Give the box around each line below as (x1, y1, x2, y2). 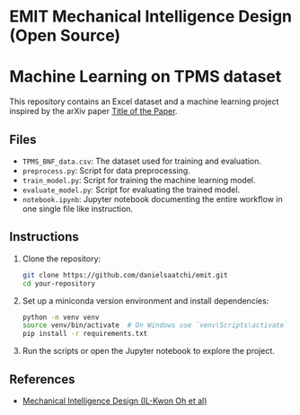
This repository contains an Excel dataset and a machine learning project (9, 96, 279, 107)
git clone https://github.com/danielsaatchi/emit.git (22, 270, 228, 279)
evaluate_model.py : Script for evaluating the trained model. (22, 184, 241, 195)
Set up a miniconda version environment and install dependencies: (22, 295, 269, 306)
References (9, 371, 75, 387)
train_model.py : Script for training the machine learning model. (22, 174, 256, 185)
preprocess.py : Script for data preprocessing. (22, 164, 190, 176)
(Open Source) (9, 25, 121, 46)
